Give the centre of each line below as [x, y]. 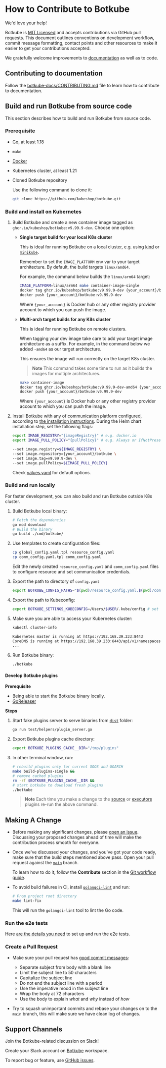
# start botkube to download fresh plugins [58, 785]
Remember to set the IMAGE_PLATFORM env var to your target [80, 262]
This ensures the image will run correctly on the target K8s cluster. [87, 358]
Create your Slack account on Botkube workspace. [57, 1051]
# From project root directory [44, 896]
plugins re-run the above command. [61, 804]
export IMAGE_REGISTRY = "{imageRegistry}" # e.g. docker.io [74, 436]
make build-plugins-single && [43, 772]
